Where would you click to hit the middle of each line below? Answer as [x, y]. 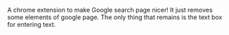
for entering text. [32, 24]
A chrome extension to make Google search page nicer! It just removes [110, 10]
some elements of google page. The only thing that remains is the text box [115, 17]
